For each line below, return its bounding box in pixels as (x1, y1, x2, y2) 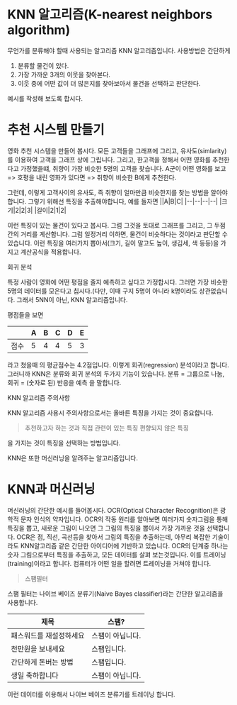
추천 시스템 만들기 (7, 122, 105, 138)
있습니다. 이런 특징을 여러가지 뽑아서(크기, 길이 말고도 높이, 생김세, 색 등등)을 (7, 238, 219, 247)
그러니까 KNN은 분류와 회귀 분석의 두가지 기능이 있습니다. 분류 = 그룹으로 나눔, (7, 370, 225, 378)
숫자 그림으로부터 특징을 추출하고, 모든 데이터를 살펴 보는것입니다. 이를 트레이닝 (7, 550, 226, 559)
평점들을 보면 (7, 310, 44, 319)
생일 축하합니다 (11, 670, 59, 680)
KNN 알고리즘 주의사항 (7, 393, 71, 401)
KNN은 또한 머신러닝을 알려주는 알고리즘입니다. (7, 453, 139, 462)
